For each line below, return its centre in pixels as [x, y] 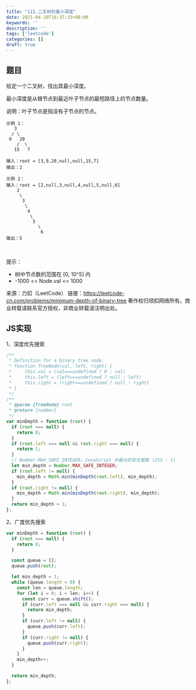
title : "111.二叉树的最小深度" [41, 12]
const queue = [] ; [34, 560]
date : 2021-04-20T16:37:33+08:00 [47, 17]
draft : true [21, 45]
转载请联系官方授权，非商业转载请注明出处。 [65, 308]
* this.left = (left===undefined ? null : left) [75, 377]
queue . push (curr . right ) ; [58, 643]
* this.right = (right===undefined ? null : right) [79, 383]
